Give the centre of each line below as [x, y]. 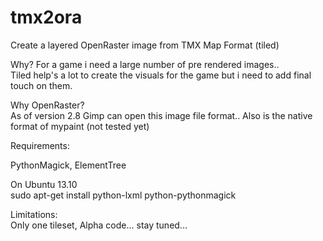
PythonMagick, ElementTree [68, 165]
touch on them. [41, 85]
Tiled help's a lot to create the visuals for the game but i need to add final [161, 75]
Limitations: [34, 214]
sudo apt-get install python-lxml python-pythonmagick [123, 195]
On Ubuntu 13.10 [44, 184]
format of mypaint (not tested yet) [80, 126]
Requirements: [40, 145]
